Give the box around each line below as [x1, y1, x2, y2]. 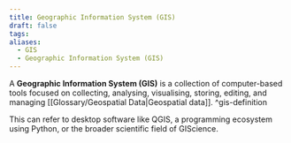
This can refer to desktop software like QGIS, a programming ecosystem [9, 114, 272, 124]
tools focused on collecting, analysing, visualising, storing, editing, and [9, 87, 267, 98]
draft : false [9, 21, 57, 30]
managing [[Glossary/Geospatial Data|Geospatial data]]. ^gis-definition [9, 97, 268, 107]
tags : [9, 29, 29, 38]
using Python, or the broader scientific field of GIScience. [9, 124, 218, 133]
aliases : [9, 37, 42, 47]
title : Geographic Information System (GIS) [9, 12, 176, 22]
